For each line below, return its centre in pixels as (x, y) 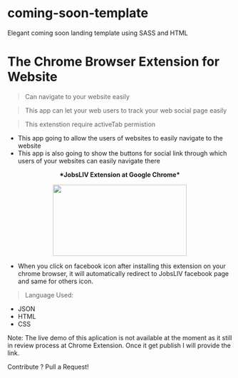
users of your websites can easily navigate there (89, 160)
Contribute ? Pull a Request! (48, 367)
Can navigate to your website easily (77, 96)
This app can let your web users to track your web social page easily (126, 110)
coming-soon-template (78, 13)
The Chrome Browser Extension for (113, 62)
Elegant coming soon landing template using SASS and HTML (98, 33)
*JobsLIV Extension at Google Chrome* (120, 174)
